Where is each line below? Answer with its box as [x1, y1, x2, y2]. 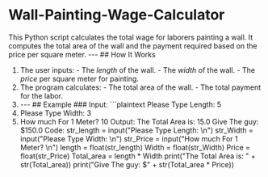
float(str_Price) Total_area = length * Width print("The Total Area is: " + [19, 151, 256, 161]
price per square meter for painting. [19, 74, 140, 83]
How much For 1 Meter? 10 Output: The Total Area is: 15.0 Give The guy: [19, 116, 259, 126]
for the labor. [19, 91, 63, 100]
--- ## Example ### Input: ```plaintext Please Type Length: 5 [19, 99, 222, 109]
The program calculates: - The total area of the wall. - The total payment [19, 82, 262, 92]
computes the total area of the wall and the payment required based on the [8, 40, 258, 50]
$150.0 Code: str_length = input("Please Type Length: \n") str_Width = [19, 125, 254, 135]
